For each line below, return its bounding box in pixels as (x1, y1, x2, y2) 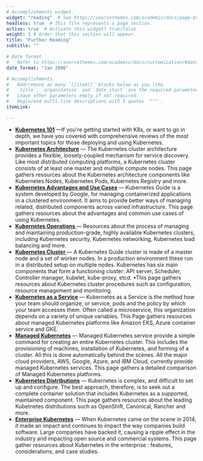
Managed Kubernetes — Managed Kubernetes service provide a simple (14, 331, 195, 339)
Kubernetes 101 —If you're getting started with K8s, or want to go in (14, 125, 185, 133)
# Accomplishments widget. (6, 8, 74, 15)
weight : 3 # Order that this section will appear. (6, 32, 137, 38)
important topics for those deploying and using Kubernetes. (14, 139, 164, 146)
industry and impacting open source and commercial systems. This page (14, 434, 197, 442)
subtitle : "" (6, 43, 39, 49)
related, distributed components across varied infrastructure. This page (14, 203, 193, 210)
